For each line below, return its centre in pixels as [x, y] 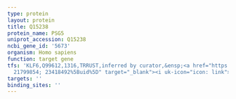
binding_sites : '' [34, 85]
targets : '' [25, 78]
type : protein [28, 14]
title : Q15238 [28, 26]
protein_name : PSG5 [36, 33]
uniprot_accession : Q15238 [47, 40]
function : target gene [40, 59]
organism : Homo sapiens [42, 53]
